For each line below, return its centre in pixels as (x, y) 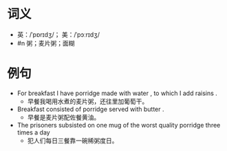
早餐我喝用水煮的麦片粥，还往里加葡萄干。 (88, 101)
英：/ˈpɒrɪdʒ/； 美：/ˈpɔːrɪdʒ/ (58, 34)
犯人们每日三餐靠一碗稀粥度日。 (73, 140)
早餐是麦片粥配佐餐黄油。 (64, 117)
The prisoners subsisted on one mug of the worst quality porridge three (119, 125)
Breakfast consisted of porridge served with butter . (90, 109)
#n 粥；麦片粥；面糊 (46, 43)
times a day (33, 132)
